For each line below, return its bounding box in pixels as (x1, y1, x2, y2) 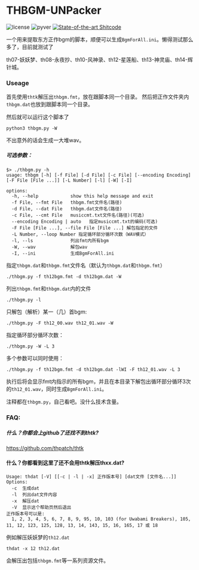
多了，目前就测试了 (6, 43, 54, 50)
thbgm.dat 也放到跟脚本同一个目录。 (6, 101, 94, 108)
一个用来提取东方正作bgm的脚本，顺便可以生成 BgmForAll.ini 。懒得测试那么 (6, 35, 194, 43)
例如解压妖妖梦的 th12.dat (6, 534, 70, 541)
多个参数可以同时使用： (6, 355, 64, 362)
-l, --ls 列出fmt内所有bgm (11, 238, 109, 244)
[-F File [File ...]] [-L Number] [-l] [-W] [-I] (6, 177, 133, 183)
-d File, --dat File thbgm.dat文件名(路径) (11, 206, 123, 212)
